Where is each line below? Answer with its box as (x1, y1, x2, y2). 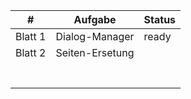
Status (143, 13, 177, 26)
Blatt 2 (15, 46, 47, 59)
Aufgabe (73, 13, 117, 26)
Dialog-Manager (55, 30, 135, 43)
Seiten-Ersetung (55, 46, 135, 59)
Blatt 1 (15, 30, 47, 43)
